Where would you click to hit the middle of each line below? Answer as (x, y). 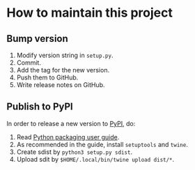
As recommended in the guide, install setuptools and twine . (102, 144)
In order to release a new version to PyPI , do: (71, 123)
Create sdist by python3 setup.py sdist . (75, 152)
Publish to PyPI (40, 107)
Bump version (38, 39)
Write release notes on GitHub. (61, 85)
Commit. (29, 63)
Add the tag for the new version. (63, 70)
